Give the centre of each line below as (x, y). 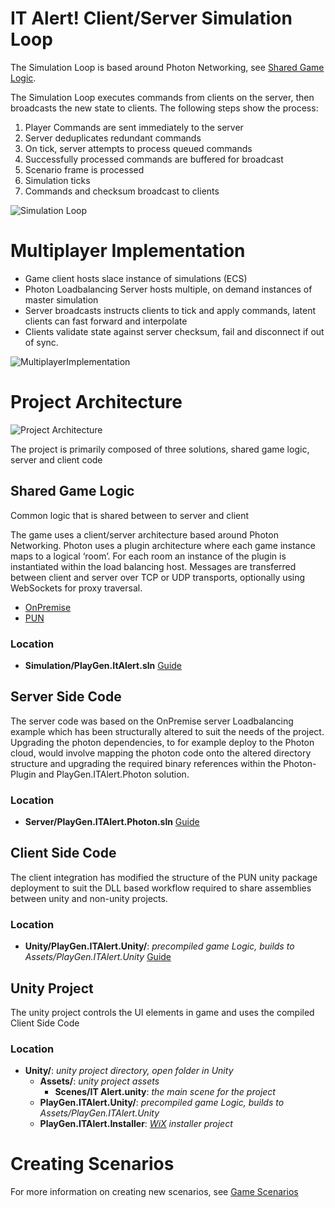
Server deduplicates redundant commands (113, 138)
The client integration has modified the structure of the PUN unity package (164, 877)
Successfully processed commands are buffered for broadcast (154, 159)
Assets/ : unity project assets (99, 1081)
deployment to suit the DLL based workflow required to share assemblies (161, 888)
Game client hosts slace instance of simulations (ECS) (136, 278)
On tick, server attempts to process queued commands (138, 148)
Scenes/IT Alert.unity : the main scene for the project (165, 1092)
